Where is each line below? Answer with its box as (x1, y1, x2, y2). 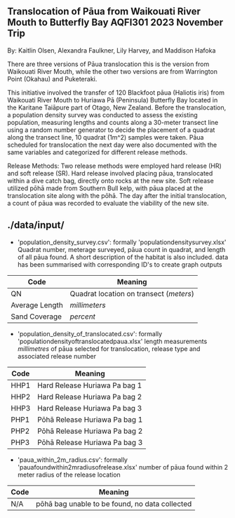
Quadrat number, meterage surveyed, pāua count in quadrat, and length (17, 245, 226, 253)
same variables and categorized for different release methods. (7, 147, 188, 157)
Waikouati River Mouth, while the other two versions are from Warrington (7, 67, 217, 76)
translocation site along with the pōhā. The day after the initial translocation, (7, 191, 227, 199)
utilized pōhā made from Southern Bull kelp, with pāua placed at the (7, 184, 203, 192)
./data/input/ (7, 219, 65, 231)
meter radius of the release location (17, 470, 121, 479)
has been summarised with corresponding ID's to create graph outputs (17, 260, 222, 269)
